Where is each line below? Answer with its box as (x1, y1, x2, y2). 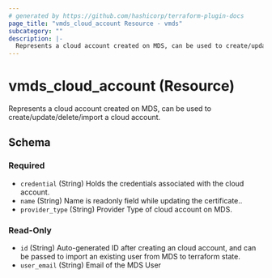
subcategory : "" (8, 27, 63, 35)
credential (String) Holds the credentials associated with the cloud (19, 178, 244, 188)
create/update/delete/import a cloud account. (8, 113, 161, 122)
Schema (8, 135, 51, 150)
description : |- (8, 34, 63, 43)
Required (8, 160, 45, 171)
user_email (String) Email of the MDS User (19, 260, 162, 270)
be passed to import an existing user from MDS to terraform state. (19, 252, 240, 262)
